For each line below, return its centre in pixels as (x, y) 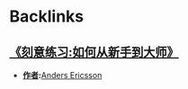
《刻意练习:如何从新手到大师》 (94, 52)
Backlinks (47, 17)
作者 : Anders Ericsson (62, 75)
